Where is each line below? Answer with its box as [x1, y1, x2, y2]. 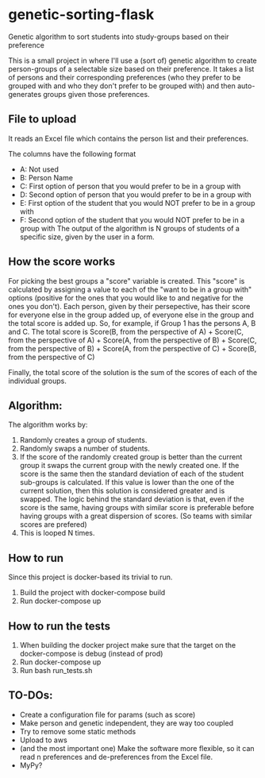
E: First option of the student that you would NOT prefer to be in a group [19, 198, 255, 207]
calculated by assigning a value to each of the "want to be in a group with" [8, 284, 252, 294]
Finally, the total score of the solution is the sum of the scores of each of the [8, 367, 258, 377]
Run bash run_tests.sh [19, 666, 93, 675]
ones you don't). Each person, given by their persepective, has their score [8, 301, 251, 311]
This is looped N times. [19, 528, 95, 538]
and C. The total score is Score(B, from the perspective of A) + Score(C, [8, 327, 244, 336]
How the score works [8, 255, 116, 269]
